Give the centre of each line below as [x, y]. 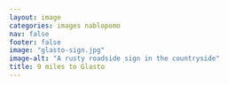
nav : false [29, 34]
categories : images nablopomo [65, 26]
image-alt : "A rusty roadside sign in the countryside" [114, 58]
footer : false [35, 42]
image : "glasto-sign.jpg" [57, 50]
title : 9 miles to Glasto [57, 67]
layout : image [35, 17]
